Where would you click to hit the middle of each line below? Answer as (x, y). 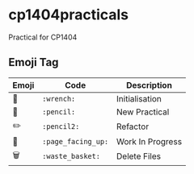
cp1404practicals (69, 15)
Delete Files (139, 156)
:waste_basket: (71, 156)
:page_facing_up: (75, 141)
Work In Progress (149, 141)
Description (149, 85)
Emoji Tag (34, 62)
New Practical (143, 112)
